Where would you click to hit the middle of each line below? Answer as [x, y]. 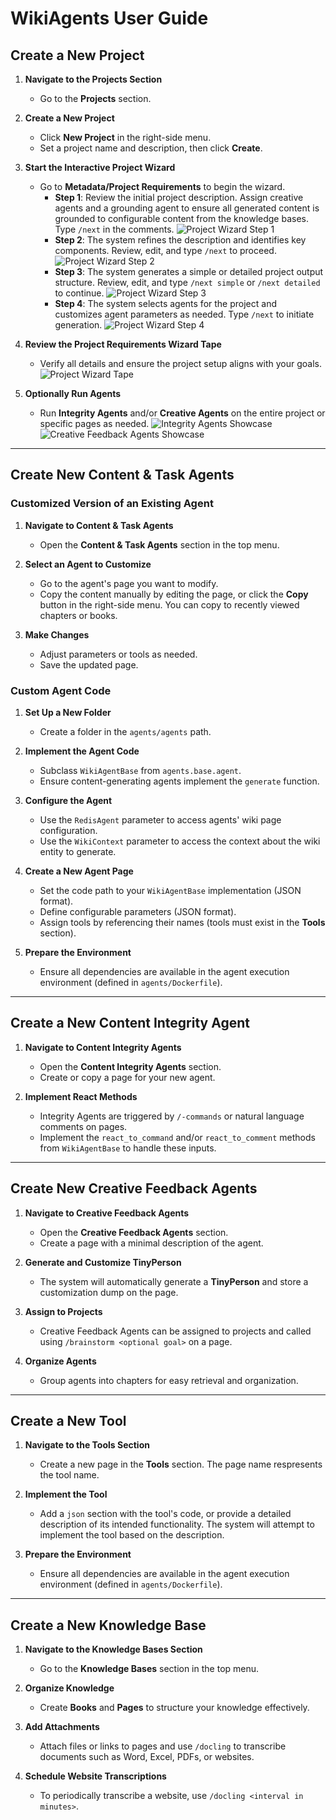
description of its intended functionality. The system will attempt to [177, 1524]
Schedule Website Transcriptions [95, 1776]
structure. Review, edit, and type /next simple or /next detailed [187, 282]
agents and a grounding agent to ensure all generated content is [187, 208]
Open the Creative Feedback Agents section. [134, 1232]
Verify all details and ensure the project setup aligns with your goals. [180, 363]
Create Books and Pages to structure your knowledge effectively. [174, 1708]
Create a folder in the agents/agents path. [125, 731]
